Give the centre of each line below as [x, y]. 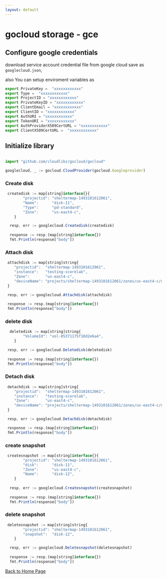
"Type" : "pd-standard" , [53, 207]
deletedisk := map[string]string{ [45, 332]
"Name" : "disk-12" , [49, 474]
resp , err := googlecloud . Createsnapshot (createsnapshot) [71, 488]
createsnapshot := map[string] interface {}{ [53, 456]
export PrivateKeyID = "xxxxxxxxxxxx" [45, 102]
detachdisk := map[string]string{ [43, 387]
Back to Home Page [26, 571]
